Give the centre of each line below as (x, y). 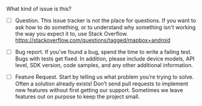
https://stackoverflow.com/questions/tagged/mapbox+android (93, 40)
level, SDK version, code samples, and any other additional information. (104, 65)
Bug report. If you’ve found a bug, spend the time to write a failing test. (103, 52)
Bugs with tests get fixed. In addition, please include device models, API (105, 59)
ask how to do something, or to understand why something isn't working (105, 27)
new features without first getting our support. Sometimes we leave (99, 90)
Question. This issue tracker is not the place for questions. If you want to (106, 20)
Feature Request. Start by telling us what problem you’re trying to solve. (104, 77)
